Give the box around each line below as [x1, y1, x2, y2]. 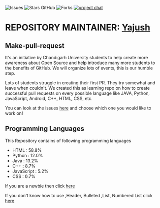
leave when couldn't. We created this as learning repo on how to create [5, 85, 150, 91]
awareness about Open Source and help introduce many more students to [5, 60, 155, 66]
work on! [5, 110, 23, 116]
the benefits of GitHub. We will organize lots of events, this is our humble [5, 65, 153, 71]
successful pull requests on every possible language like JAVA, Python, [5, 90, 150, 96]
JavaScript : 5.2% [12, 168, 49, 174]
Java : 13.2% [12, 158, 38, 164]
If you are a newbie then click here [5, 183, 75, 189]
